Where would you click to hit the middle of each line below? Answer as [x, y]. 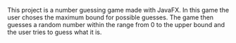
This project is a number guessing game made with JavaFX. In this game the [118, 10]
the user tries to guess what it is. [55, 32]
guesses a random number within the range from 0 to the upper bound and [116, 25]
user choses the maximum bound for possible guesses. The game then [110, 17]
